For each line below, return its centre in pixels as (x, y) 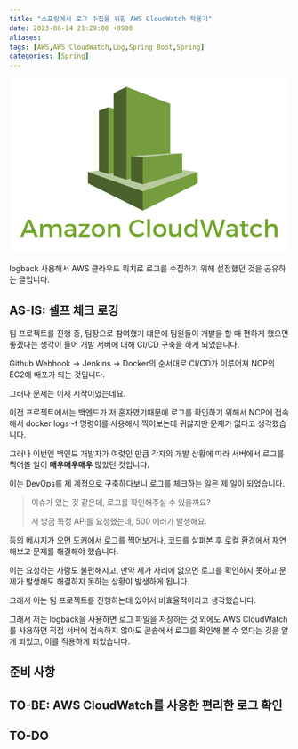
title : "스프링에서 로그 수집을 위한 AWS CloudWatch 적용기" (111, 19)
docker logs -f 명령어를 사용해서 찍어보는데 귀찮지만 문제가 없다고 (141, 423)
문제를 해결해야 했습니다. (76, 551)
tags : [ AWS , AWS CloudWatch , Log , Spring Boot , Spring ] (107, 47)
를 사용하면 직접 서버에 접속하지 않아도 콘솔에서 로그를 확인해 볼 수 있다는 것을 (145, 630)
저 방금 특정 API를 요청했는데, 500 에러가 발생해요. (119, 521)
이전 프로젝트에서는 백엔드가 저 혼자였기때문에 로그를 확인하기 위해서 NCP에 (141, 412)
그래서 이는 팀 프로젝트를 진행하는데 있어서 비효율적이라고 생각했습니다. (133, 600)
